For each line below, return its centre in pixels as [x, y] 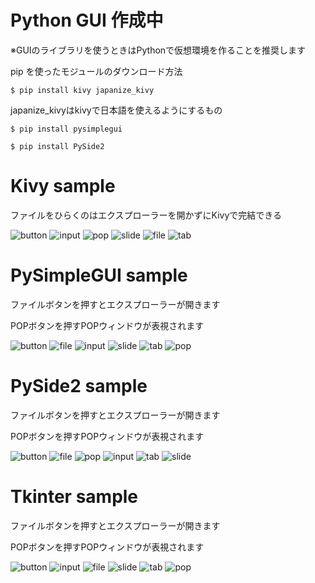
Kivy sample [63, 186]
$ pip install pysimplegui [66, 129]
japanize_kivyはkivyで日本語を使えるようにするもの [116, 110]
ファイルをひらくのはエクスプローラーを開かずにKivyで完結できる [146, 215]
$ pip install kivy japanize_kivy [82, 90]
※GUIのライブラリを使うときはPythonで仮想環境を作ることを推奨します [158, 50]
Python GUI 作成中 [87, 20]
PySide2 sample [79, 386]
